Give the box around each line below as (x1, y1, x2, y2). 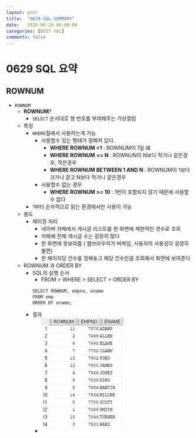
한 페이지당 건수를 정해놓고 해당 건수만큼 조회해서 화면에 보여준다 (41, 255, 191, 262)
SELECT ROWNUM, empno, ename (32, 288, 104, 294)
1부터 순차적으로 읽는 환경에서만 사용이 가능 (32, 203, 132, 210)
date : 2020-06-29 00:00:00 (6, 22, 78, 28)
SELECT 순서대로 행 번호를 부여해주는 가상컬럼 (32, 115, 137, 122)
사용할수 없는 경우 (41, 181, 82, 188)
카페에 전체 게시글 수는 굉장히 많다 (41, 233, 120, 240)
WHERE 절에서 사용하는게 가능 (32, 130, 96, 137)
